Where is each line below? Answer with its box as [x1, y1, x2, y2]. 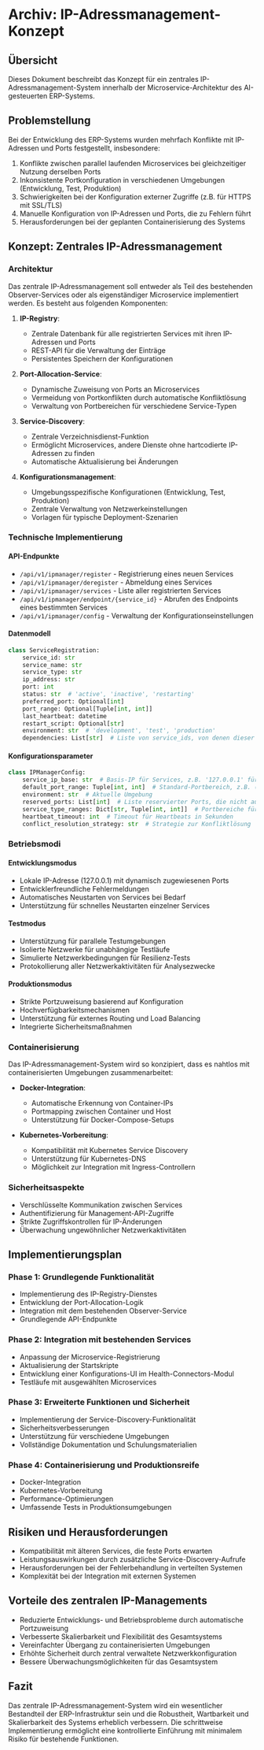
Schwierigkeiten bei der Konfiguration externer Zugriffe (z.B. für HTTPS [19, 191, 251, 202]
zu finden [64, 448, 95, 458]
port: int [22, 683, 55, 691]
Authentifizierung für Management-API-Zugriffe [19, 1208, 174, 1218]
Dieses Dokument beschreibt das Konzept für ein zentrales [8, 75, 199, 83]
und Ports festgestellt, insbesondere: [40, 143, 161, 153]
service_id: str [22, 654, 76, 662]
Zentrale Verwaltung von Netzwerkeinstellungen [31, 504, 188, 514]
